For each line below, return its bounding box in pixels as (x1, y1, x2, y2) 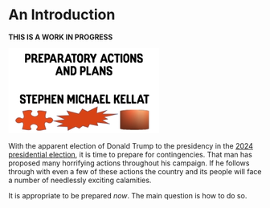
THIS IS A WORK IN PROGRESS (8, 32, 113, 42)
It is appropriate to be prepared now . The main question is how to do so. (8, 190, 247, 200)
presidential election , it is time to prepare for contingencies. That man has (8, 149, 253, 159)
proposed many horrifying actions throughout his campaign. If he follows (8, 158, 250, 168)
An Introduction (8, 6, 116, 24)
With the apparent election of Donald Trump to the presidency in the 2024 (8, 141, 253, 150)
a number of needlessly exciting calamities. (8, 175, 152, 185)
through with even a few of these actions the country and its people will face (8, 166, 262, 176)
